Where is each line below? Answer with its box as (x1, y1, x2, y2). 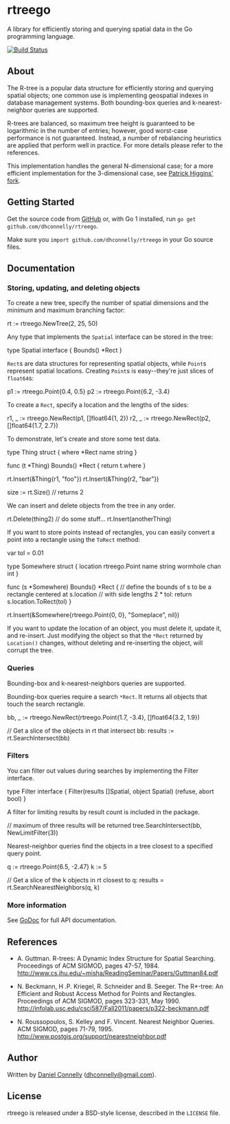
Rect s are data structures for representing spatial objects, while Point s (7, 360, 207, 368)
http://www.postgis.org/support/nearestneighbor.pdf (16, 1032, 167, 1040)
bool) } (7, 794, 26, 802)
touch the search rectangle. (7, 700, 86, 708)
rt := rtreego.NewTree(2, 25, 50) (7, 320, 98, 328)
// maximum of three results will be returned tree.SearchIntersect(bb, (7, 821, 203, 829)
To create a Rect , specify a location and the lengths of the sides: (7, 401, 189, 409)
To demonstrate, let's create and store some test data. (7, 435, 161, 443)
